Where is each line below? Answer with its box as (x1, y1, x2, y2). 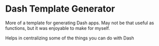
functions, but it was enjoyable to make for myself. (5, 25, 110, 31)
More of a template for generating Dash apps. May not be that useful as (5, 20, 154, 26)
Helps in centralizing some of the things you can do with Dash (5, 35, 134, 41)
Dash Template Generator (5, 3, 115, 15)
